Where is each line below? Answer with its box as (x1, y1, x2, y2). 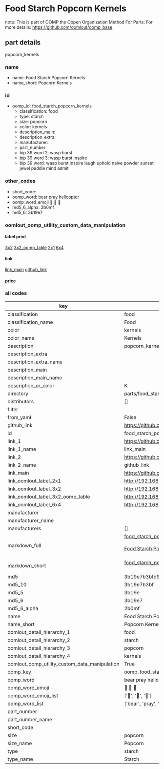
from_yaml (7, 414, 32, 420)
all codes (5, 290, 27, 297)
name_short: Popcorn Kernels (12, 80, 72, 86)
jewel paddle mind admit (19, 166, 69, 171)
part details (5, 39, 41, 47)
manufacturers (7, 525, 41, 532)
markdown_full (7, 542, 41, 549)
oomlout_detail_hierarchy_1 (7, 628, 70, 635)
